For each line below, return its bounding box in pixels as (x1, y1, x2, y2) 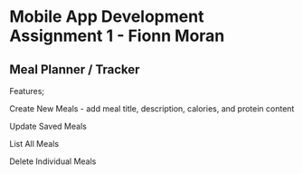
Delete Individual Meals (9, 156, 97, 167)
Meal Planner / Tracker (9, 62, 140, 77)
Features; (9, 86, 45, 96)
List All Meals (9, 139, 60, 149)
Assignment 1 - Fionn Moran (9, 25, 225, 46)
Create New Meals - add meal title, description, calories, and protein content (9, 103, 295, 114)
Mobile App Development (9, 6, 204, 27)
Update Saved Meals (9, 121, 88, 131)
